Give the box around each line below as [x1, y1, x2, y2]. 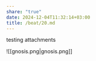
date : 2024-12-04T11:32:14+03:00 [6, 14, 91, 20]
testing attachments [6, 36, 56, 44]
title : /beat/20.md [6, 20, 56, 26]
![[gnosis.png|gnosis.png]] [6, 48, 72, 55]
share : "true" [6, 8, 42, 15]
